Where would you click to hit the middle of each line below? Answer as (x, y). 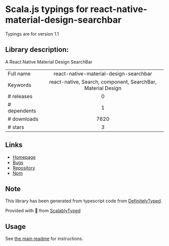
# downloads (23, 119)
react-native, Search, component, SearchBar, (103, 81)
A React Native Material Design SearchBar (49, 62)
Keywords (20, 85)
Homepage (24, 157)
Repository (24, 168)
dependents (22, 111)
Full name (19, 73)
